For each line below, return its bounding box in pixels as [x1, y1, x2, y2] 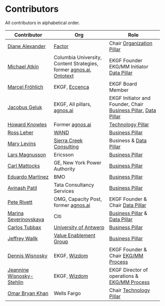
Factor [54, 43, 69, 50]
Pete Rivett [7, 199, 33, 205]
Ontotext [54, 72, 74, 79]
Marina [7, 209, 24, 216]
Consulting [54, 143, 79, 150]
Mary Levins [7, 140, 36, 147]
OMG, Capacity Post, [54, 196, 102, 203]
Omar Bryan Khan [7, 290, 49, 297]
